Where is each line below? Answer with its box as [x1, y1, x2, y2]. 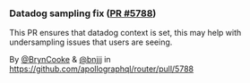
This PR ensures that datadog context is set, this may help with [9, 28, 242, 38]
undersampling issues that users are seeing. [9, 37, 173, 47]
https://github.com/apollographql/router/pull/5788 [9, 63, 194, 74]
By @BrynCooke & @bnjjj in [9, 54, 111, 65]
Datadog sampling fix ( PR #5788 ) [9, 7, 157, 20]
